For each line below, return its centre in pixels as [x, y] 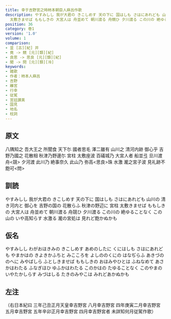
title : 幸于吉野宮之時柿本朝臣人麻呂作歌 [44, 10]
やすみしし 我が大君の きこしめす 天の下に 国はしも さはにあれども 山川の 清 [85, 199]
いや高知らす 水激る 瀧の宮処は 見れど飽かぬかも [66, 218]
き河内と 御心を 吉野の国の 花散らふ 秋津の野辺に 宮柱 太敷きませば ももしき [85, 205]
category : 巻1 [20, 29]
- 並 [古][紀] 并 [22, 48]
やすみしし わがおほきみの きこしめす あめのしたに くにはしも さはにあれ [82, 249]
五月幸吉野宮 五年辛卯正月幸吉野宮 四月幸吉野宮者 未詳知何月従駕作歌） [81, 311]
